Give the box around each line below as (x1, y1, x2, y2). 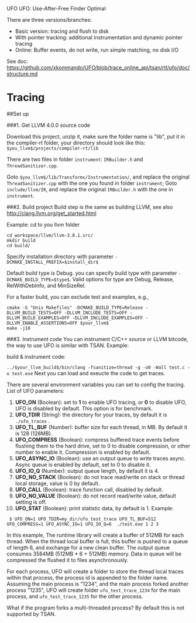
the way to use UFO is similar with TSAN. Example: (6, 342, 129, 349)
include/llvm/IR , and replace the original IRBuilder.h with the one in (6, 186, 173, 193)
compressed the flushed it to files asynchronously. (6, 556, 129, 563)
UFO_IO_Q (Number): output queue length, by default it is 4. (15, 467, 160, 474)
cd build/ (6, 243, 31, 248)
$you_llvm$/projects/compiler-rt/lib (6, 145, 99, 151)
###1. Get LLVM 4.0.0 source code (6, 122, 91, 129)
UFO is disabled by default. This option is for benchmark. (15, 405, 153, 412)
